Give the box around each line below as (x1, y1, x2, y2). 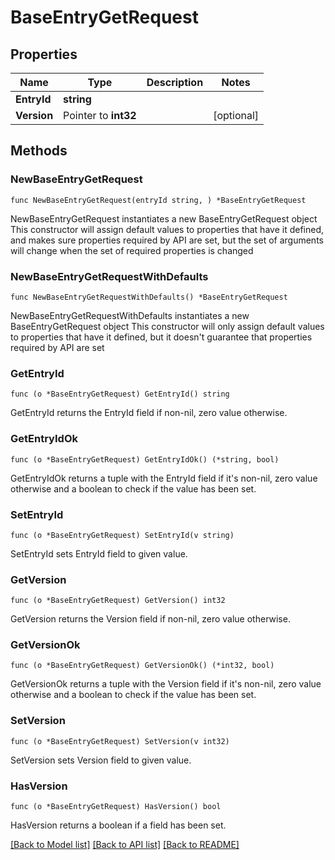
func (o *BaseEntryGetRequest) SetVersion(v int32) (10, 736, 230, 746)
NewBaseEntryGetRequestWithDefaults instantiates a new (10, 309, 250, 321)
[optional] (213, 109, 260, 122)
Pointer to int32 (63, 109, 137, 122)
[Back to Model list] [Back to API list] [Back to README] (10, 839, 240, 851)
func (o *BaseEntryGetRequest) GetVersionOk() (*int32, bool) (10, 661, 275, 671)
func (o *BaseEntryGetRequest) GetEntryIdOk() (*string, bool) (10, 454, 280, 465)
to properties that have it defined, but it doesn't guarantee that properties (10, 331, 313, 343)
